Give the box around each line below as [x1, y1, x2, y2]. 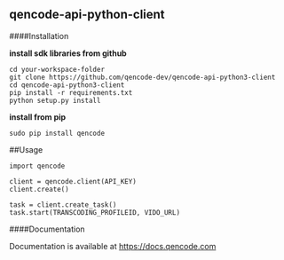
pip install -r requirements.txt [9, 88, 133, 97]
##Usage [9, 144, 43, 154]
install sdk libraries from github [9, 48, 127, 59]
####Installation [9, 30, 69, 41]
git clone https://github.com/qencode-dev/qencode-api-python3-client [9, 73, 276, 82]
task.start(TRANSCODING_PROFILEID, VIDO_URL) [9, 208, 180, 217]
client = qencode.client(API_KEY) [9, 177, 138, 185]
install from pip [9, 111, 67, 122]
